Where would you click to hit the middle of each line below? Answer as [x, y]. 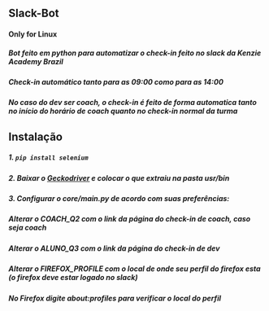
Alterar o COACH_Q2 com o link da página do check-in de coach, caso [130, 219]
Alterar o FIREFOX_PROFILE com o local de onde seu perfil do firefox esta [135, 269]
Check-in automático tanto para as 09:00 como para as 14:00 [116, 81]
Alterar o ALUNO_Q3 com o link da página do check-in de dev [114, 248]
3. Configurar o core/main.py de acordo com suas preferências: [119, 199]
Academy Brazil [36, 61]
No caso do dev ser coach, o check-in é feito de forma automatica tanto [133, 103]
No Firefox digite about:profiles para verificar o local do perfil [115, 298]
